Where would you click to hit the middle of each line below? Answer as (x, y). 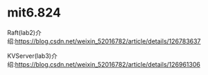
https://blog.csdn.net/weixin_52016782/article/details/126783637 (108, 41)
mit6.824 (34, 13)
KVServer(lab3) (29, 56)
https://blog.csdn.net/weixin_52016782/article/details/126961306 (108, 64)
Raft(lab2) (21, 32)
